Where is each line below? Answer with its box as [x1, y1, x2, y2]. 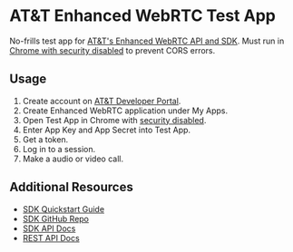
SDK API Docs [22, 223, 76, 234]
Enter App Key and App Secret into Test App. [22, 124, 191, 135]
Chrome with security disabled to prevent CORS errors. [9, 44, 216, 55]
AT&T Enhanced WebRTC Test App [9, 5, 277, 26]
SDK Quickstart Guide [22, 203, 105, 214]
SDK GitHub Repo [22, 213, 89, 224]
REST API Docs [22, 232, 80, 243]
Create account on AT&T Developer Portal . [22, 95, 181, 106]
